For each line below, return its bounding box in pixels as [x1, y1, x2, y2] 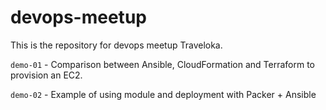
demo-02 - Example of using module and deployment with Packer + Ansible [10, 88, 317, 100]
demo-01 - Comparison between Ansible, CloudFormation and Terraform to [10, 58, 315, 70]
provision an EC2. [10, 69, 83, 81]
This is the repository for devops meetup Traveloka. [10, 39, 223, 51]
